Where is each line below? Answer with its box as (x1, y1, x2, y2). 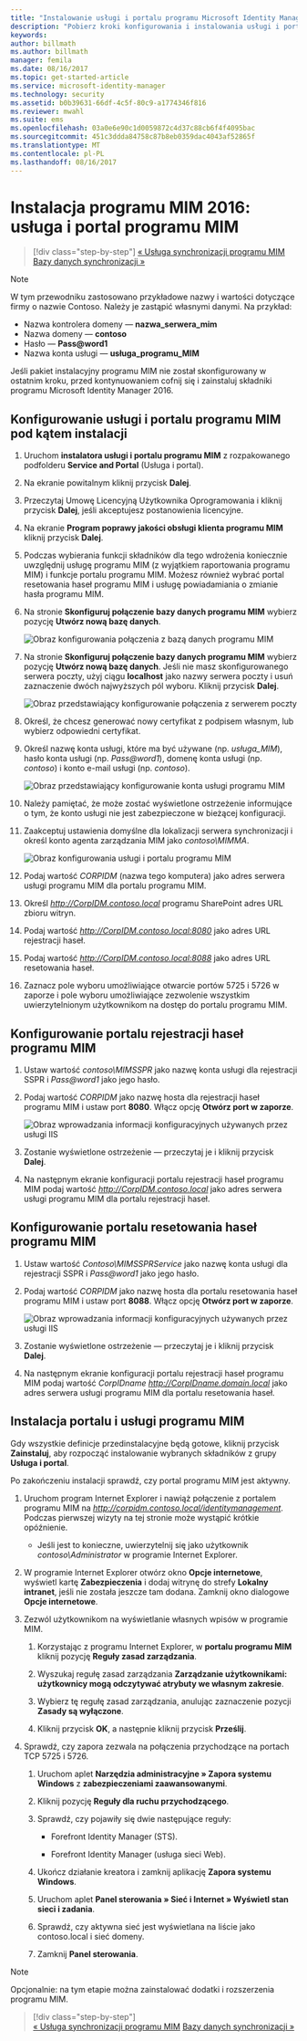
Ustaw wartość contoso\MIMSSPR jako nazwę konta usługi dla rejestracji (23, 1064, 298, 1075)
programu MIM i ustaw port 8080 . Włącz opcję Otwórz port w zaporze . (23, 1102, 294, 1113)
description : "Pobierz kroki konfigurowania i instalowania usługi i (10, 22, 281, 31)
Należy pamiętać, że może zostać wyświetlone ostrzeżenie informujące (23, 798, 292, 809)
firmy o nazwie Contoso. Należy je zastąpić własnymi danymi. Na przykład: (10, 301, 292, 312)
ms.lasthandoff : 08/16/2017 (10, 157, 118, 167)
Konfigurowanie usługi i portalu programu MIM (10, 412, 281, 427)
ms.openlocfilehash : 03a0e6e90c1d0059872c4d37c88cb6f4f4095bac (10, 124, 256, 133)
